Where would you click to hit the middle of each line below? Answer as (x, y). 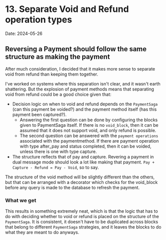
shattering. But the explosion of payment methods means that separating (80, 89)
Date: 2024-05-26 (24, 33)
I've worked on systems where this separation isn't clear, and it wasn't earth (83, 83)
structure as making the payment (57, 57)
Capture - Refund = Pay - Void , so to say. (55, 167)
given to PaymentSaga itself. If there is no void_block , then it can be (89, 125)
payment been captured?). (39, 114)
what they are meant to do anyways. (42, 233)
